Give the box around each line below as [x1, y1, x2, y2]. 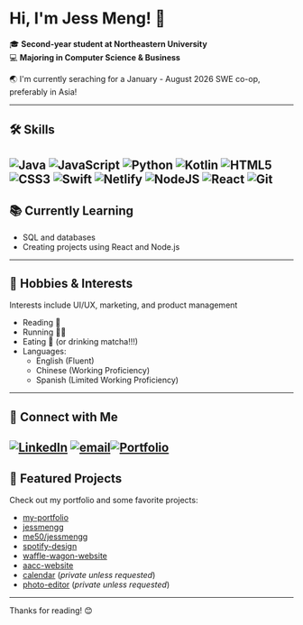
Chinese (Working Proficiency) [35, 365, 151, 376]
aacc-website [22, 559, 74, 571]
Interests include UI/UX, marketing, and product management [9, 299, 238, 310]
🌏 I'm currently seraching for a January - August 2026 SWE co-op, [9, 73, 261, 84]
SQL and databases [22, 232, 96, 243]
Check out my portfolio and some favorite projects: [9, 494, 198, 505]
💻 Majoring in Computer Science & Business [9, 51, 180, 62]
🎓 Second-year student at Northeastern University [9, 38, 207, 49]
